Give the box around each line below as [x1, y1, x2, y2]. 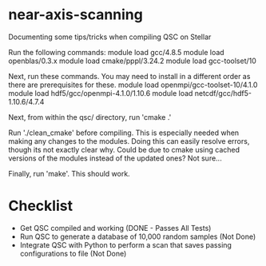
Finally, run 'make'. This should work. [8, 169, 130, 178]
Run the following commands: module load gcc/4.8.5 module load [8, 47, 225, 57]
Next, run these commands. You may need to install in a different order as [8, 71, 251, 81]
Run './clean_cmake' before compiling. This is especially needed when [8, 128, 240, 137]
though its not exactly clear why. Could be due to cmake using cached [8, 145, 240, 154]
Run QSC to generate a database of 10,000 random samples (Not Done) [19, 232, 256, 241]
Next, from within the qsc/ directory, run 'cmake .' [8, 112, 172, 121]
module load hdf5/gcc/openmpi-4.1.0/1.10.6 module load [8, 88, 193, 97]
